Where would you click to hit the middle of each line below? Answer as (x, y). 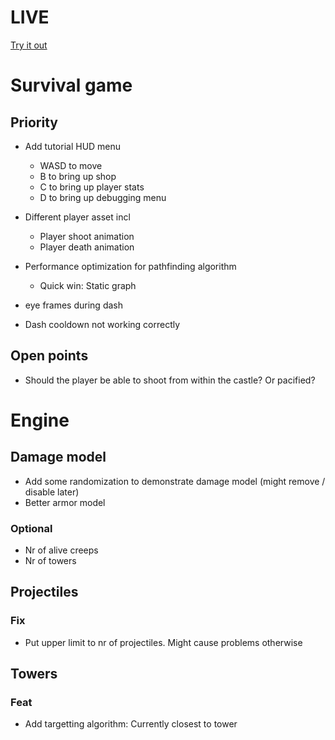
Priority (34, 122)
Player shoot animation (87, 236)
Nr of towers (50, 561)
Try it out (29, 45)
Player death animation (87, 247)
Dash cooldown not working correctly (102, 324)
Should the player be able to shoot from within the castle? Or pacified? (170, 380)
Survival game (71, 85)
